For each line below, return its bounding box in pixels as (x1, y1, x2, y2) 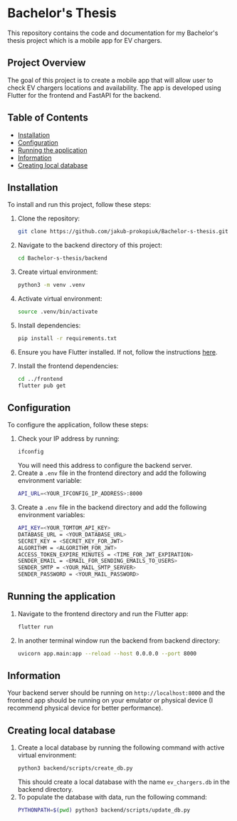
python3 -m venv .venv (17, 282, 85, 289)
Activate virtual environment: (17, 295, 102, 302)
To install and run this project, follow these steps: (7, 200, 152, 209)
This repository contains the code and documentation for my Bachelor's (7, 29, 218, 37)
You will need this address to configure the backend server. (17, 462, 193, 470)
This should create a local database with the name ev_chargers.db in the (17, 777, 230, 786)
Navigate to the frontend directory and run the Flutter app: (17, 609, 189, 618)
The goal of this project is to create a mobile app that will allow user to (7, 76, 214, 84)
